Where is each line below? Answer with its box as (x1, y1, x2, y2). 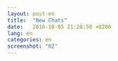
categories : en (7, 36, 52, 43)
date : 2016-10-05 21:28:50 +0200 (7, 23, 112, 30)
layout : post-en (7, 10, 55, 18)
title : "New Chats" (7, 17, 68, 24)
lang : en (7, 29, 33, 37)
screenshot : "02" (7, 43, 58, 50)
